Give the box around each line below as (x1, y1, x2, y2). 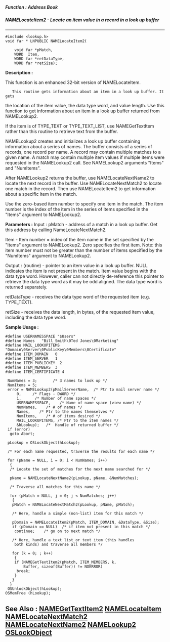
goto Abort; (10, 432, 35, 437)
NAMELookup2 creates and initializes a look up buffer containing (5, 138, 141, 144)
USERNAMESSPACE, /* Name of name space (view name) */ (16, 400, 142, 406)
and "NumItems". (5, 165, 41, 172)
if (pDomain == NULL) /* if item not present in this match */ (12, 524, 151, 530)
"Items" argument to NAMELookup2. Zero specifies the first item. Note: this (5, 242, 162, 248)
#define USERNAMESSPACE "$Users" (5, 334, 76, 339)
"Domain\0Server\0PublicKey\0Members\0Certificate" (5, 347, 116, 353)
